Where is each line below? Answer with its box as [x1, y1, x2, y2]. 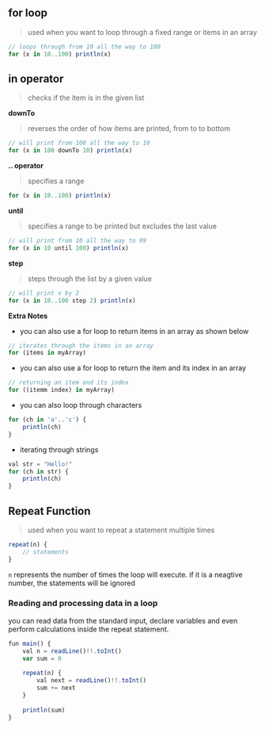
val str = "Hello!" [8, 460, 73, 468]
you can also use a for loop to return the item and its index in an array [19, 363, 247, 373]
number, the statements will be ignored [8, 578, 136, 588]
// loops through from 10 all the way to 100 [8, 43, 161, 51]
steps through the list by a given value [27, 274, 153, 283]
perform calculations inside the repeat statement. [8, 624, 169, 634]
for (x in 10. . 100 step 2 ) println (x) [8, 297, 136, 305]
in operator [8, 71, 64, 86]
